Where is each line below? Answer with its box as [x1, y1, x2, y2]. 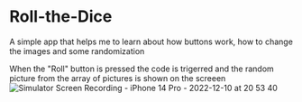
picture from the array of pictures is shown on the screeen [9, 72, 226, 83]
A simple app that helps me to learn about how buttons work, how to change [9, 36, 293, 47]
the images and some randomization [9, 45, 145, 56]
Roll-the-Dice [9, 6, 113, 27]
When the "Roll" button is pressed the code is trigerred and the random [9, 63, 275, 74]
